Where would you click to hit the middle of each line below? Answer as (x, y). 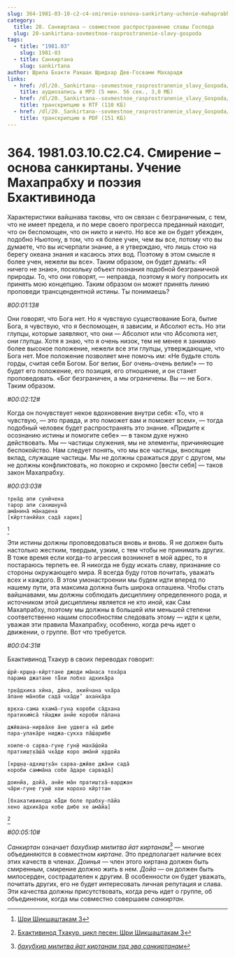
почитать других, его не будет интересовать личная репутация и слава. (115, 884)
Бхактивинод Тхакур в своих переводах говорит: (81, 659)
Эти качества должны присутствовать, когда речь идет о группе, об (110, 892)
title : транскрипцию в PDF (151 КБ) (73, 118)
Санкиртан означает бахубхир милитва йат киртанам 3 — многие (106, 846)
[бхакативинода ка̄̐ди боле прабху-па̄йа (64, 801)
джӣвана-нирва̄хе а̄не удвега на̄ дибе (60, 727)
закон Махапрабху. (36, 472)
